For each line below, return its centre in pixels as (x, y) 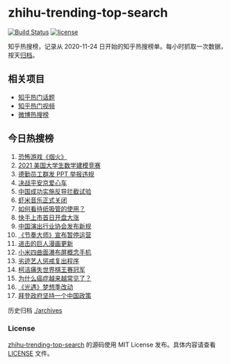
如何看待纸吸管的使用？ (51, 208)
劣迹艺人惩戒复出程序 (48, 260)
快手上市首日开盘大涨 (48, 217)
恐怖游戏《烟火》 (42, 156)
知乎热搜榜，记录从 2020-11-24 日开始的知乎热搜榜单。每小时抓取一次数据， (117, 46)
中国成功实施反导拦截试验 (55, 191)
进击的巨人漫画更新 (46, 243)
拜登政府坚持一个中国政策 (55, 295)
